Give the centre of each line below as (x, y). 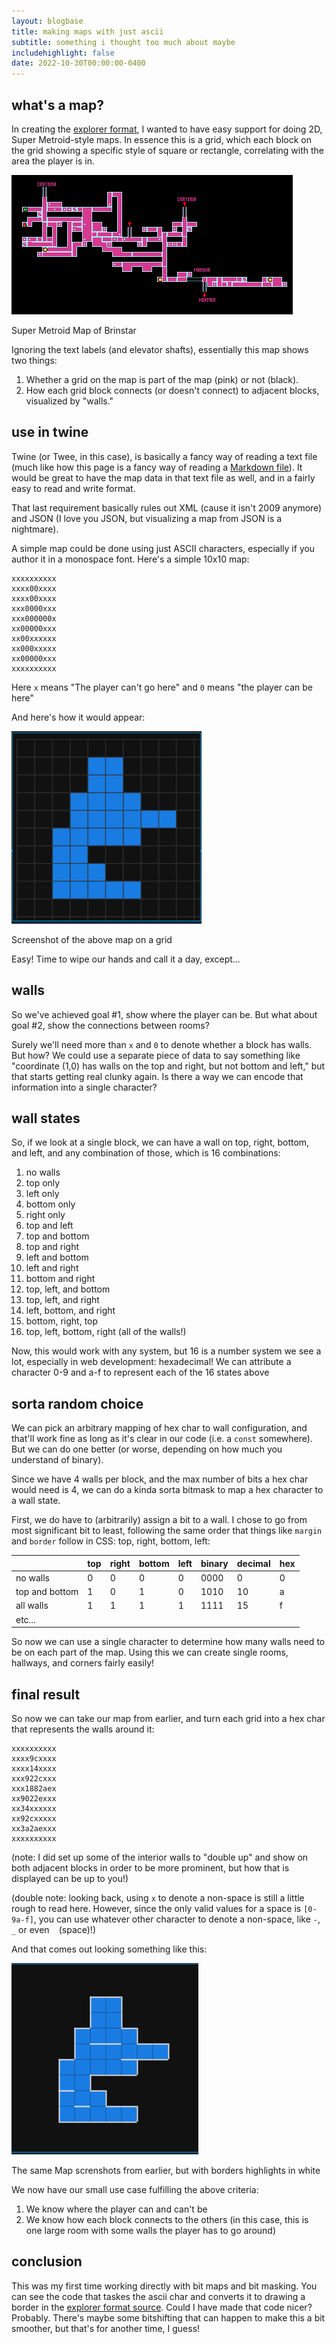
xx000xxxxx (34, 648)
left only (42, 1194)
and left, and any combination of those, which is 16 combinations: (146, 1153)
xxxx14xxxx (34, 1769)
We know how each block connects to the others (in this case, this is (167, 2219)
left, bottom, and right (70, 1311)
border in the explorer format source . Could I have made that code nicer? (162, 2307)
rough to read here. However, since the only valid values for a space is (156, 1908)
